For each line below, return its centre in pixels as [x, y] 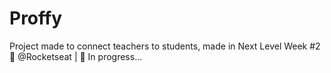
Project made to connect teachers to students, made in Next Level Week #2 [165, 46]
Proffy [36, 18]
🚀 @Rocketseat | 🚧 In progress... [76, 56]
